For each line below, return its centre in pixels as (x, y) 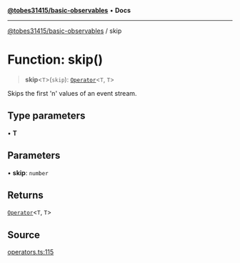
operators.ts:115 (31, 252)
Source (24, 235)
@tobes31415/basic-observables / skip (65, 31)
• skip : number (28, 173)
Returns (26, 195)
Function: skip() (55, 60)
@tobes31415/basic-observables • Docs (69, 10)
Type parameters (46, 116)
